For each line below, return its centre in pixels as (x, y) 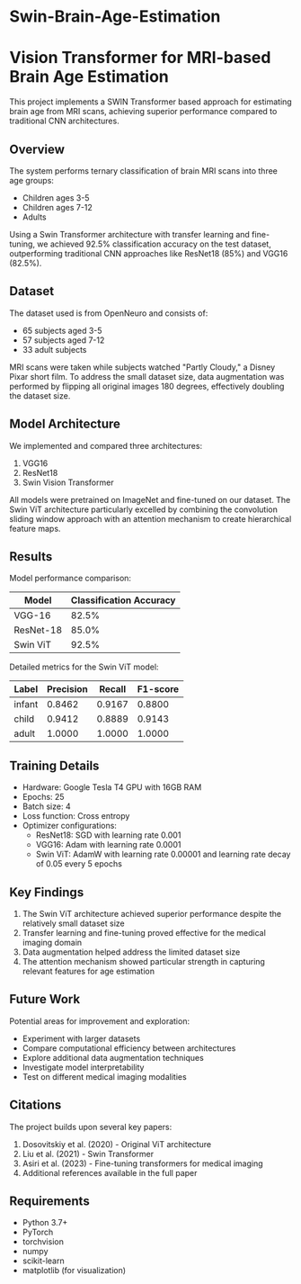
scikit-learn (43, 1261)
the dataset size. (40, 395)
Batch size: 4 (46, 806)
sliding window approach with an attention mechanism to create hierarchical (150, 518)
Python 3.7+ (45, 1223)
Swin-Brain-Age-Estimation (115, 17)
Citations (35, 1105)
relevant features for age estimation (89, 971)
